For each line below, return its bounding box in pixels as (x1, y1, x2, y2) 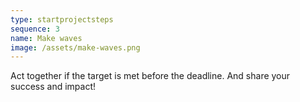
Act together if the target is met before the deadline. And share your (10, 70, 291, 82)
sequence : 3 (10, 24, 60, 34)
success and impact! (10, 81, 97, 93)
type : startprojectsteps (10, 14, 114, 25)
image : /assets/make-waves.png (10, 42, 141, 53)
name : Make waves (10, 33, 83, 43)
